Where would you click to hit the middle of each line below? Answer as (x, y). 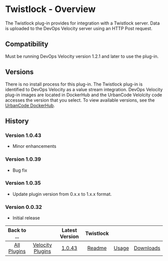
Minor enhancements (34, 146)
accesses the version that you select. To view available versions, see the (80, 100)
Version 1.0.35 (23, 183)
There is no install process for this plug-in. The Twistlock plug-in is (74, 84)
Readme (97, 248)
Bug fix (20, 170)
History (17, 121)
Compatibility (27, 44)
